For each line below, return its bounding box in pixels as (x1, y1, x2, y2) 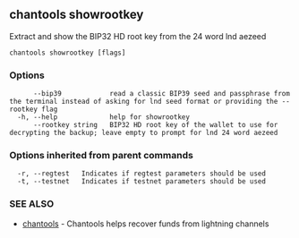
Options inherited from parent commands (9, 149, 194, 162)
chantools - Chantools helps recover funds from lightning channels (21, 218, 269, 229)
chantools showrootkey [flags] (9, 48, 126, 57)
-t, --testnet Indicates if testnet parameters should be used (17, 177, 267, 186)
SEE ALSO (9, 198, 55, 210)
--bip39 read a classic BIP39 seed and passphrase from (32, 89, 291, 98)
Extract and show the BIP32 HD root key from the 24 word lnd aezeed (9, 30, 267, 41)
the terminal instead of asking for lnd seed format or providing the (9, 98, 278, 106)
